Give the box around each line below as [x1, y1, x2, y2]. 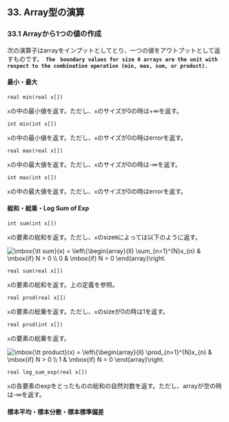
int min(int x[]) [7, 120, 57, 127]
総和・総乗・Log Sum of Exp [7, 204, 90, 212]
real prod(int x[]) [7, 321, 63, 329]
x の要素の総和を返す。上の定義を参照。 [7, 281, 119, 289]
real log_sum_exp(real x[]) [7, 369, 88, 376]
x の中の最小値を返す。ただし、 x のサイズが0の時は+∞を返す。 [7, 107, 183, 115]
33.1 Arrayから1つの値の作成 [7, 29, 102, 39]
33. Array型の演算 [7, 6, 85, 19]
